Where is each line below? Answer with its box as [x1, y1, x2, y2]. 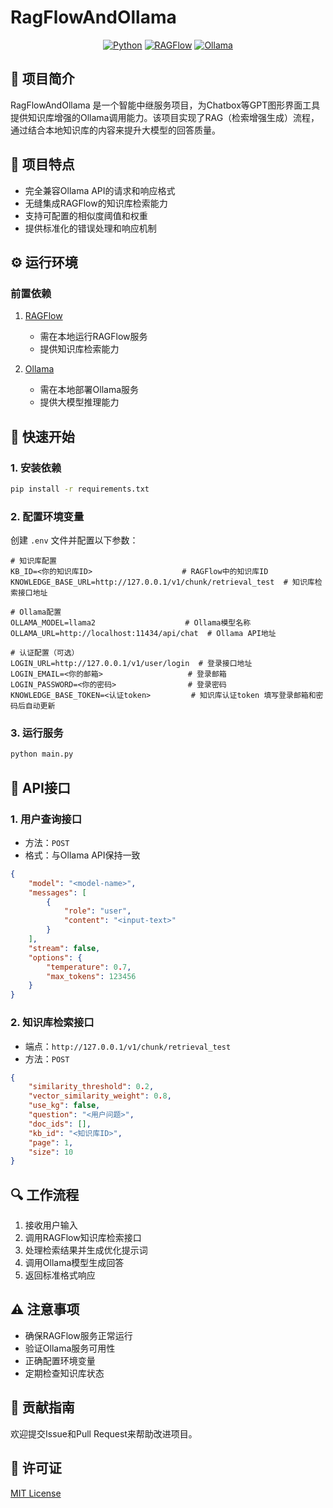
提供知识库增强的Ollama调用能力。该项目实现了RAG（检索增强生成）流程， [10, 111, 320, 123]
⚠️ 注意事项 [10, 1301, 80, 1318]
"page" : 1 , [28, 1137, 74, 1148]
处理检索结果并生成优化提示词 [24, 1244, 148, 1256]
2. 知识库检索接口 [10, 1016, 95, 1030]
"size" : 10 [28, 1147, 74, 1157]
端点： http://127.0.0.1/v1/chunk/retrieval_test [24, 1040, 232, 1052]
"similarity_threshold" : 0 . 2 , [28, 1082, 155, 1092]
